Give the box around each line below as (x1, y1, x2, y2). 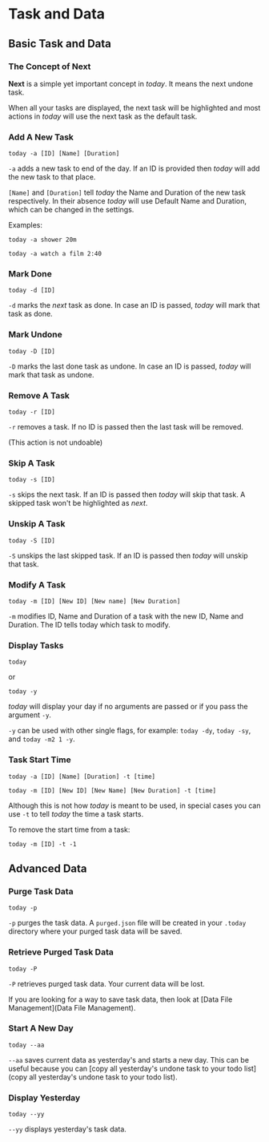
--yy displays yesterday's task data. (8, 1124, 126, 1134)
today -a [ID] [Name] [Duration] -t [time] (8, 773, 156, 781)
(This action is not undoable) (8, 438, 103, 447)
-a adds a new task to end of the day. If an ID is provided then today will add (8, 163, 260, 173)
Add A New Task (8, 131, 74, 143)
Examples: (8, 220, 42, 230)
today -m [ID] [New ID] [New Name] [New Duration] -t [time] (8, 786, 217, 794)
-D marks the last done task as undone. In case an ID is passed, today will (8, 361, 251, 371)
